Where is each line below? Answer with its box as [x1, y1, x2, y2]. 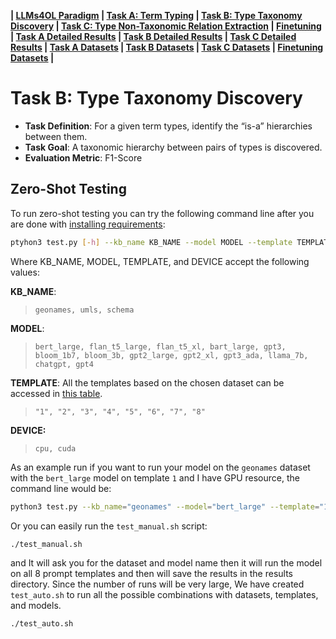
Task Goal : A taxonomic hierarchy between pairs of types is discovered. [24, 141, 323, 153]
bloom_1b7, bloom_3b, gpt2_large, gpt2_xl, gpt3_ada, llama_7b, [34, 350, 309, 360]
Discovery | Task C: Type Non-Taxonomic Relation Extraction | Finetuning [10, 20, 322, 32]
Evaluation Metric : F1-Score [24, 151, 143, 164]
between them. [24, 130, 88, 142]
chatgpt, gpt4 [34, 359, 94, 369]
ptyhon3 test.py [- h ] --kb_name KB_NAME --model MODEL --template [10, 237, 293, 247]
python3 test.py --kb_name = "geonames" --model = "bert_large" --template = [10, 501, 320, 512]
